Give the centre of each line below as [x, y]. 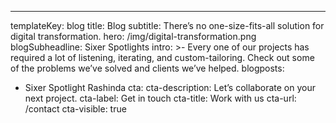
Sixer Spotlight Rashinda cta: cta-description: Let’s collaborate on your [170, 87]
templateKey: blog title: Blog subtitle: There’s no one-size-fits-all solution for [167, 25]
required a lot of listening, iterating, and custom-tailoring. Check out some [162, 57]
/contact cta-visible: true [75, 109]
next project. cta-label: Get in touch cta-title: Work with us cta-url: [160, 98]
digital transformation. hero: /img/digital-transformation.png [133, 36]
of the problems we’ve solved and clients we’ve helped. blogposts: [147, 68]
